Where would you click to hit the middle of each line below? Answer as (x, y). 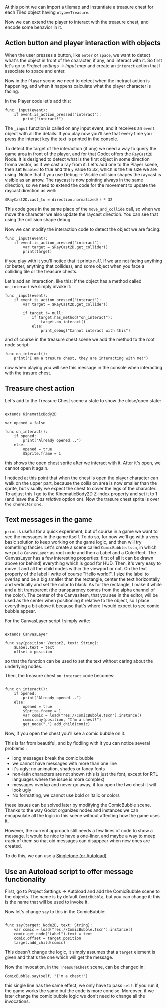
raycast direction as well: (31, 190)
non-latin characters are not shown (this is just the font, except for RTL (85, 774)
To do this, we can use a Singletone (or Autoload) (56, 856)
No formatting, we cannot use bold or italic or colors (66, 795)
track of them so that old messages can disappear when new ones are (78, 841)
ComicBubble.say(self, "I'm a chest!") (47, 976)
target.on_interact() (63, 322)
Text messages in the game (49, 520)
